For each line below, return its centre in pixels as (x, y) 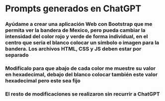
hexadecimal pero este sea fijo (43, 81)
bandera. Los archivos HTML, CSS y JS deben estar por (73, 49)
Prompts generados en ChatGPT (73, 9)
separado (17, 55)
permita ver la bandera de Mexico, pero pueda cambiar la (75, 30)
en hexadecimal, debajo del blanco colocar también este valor (82, 75)
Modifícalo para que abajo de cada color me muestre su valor (80, 68)
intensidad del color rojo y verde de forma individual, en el (77, 37)
